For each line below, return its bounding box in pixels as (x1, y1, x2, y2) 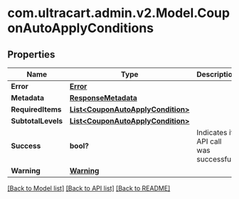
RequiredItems (11, 104, 62, 114)
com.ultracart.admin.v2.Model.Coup (7, 5, 230, 21)
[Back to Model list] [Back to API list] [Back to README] (7, 184, 171, 193)
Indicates (196, 128, 228, 137)
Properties (7, 48, 55, 60)
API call (196, 136, 222, 146)
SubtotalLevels (11, 116, 63, 126)
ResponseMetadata (70, 93, 137, 102)
